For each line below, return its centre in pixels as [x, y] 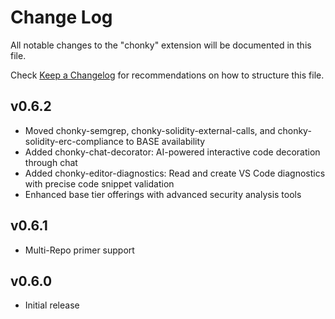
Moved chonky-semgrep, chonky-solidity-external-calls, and [150, 130]
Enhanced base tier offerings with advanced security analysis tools [163, 194]
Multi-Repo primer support [79, 250]
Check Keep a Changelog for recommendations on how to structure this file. [167, 75]
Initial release [52, 305]
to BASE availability [165, 141]
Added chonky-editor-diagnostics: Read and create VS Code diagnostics [175, 173]
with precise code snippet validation [99, 183]
